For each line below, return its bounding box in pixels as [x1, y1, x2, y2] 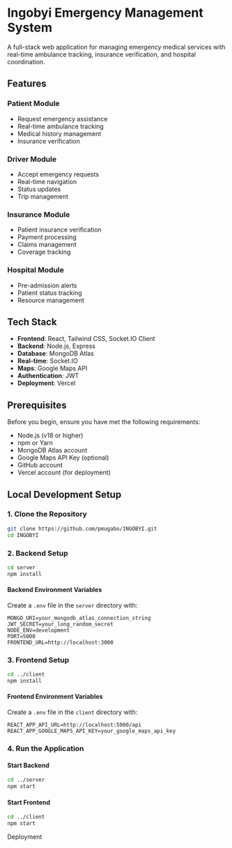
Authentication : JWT [17, 372, 79, 380]
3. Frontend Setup [7, 655, 70, 665]
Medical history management [17, 129, 102, 137]
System [7, 20, 53, 36]
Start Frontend [7, 798, 51, 806]
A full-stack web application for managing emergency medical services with [7, 43, 226, 51]
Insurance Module [7, 209, 70, 219]
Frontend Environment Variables [7, 692, 103, 701]
